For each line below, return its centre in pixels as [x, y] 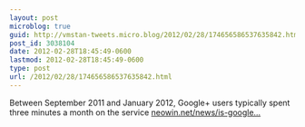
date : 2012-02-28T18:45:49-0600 [70, 52]
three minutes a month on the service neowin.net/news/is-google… [135, 112]
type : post [30, 69]
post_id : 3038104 [42, 43]
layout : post [34, 18]
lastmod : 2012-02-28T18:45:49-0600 [77, 60]
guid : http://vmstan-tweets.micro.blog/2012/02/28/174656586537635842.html [156, 34]
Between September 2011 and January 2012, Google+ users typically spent [150, 103]
